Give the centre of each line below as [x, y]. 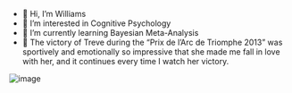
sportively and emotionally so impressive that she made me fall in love [151, 52]
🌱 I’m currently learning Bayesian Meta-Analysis [110, 33]
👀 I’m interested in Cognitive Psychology [96, 23]
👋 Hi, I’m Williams [54, 14]
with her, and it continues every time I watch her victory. [125, 61]
